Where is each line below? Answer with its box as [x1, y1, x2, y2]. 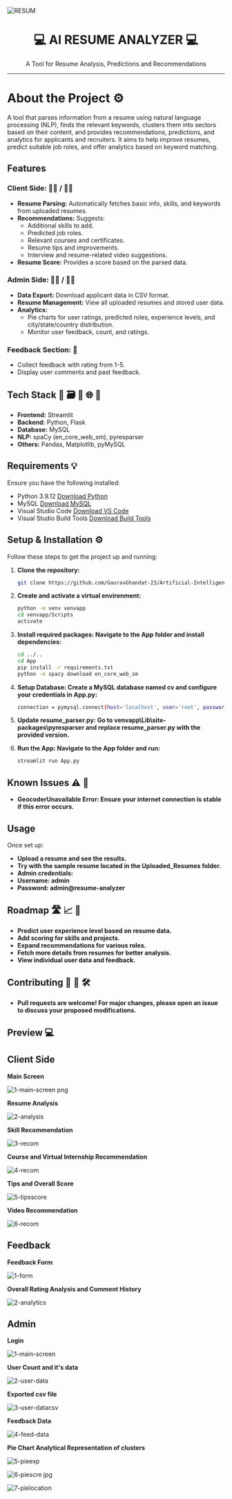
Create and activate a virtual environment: [17, 591, 142, 600]
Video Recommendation [7, 1206, 78, 1214]
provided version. [17, 730, 70, 739]
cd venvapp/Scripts [17, 611, 74, 618]
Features [7, 163, 46, 174]
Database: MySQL [17, 425, 70, 434]
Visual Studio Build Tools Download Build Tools [17, 514, 151, 522]
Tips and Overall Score [7, 1179, 74, 1188]
